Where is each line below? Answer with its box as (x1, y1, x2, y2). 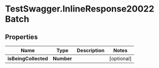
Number (53, 55, 72, 62)
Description (77, 47, 105, 54)
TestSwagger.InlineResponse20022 (5, 3, 155, 14)
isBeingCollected (7, 55, 48, 62)
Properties (5, 33, 38, 41)
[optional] (109, 55, 132, 62)
